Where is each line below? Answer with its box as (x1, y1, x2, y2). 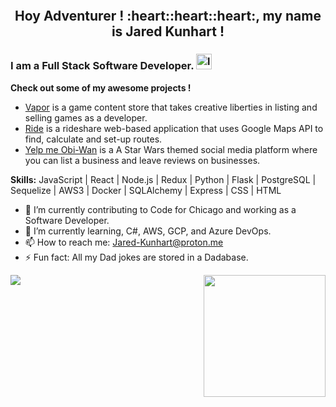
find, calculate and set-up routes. (24, 133, 163, 145)
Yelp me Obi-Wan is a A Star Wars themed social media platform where (24, 143, 318, 155)
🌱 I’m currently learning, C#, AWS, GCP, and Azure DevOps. (24, 225, 272, 237)
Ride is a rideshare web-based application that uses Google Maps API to (24, 122, 324, 134)
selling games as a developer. (24, 111, 148, 124)
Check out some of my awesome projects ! (10, 81, 192, 94)
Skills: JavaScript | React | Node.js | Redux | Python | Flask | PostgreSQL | (10, 173, 317, 185)
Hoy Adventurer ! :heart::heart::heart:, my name (14, 8, 322, 25)
